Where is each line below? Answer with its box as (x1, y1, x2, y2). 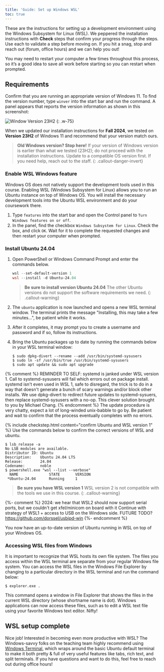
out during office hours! (5, 661, 53, 667)
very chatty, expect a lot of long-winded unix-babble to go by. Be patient (5, 407, 152, 413)
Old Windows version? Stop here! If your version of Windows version (17, 143, 159, 149)
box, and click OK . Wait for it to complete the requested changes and (12, 228, 150, 233)
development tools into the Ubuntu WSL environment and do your (5, 197, 138, 203)
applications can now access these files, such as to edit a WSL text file (5, 602, 148, 608)
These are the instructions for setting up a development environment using (5, 25, 156, 31)
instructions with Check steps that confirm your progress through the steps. (5, 35, 159, 42)
